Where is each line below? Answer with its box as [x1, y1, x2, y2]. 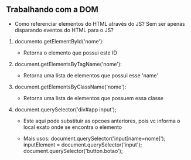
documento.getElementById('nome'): [14, 38, 104, 45]
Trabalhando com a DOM [6, 5, 98, 15]
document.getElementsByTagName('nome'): [14, 60, 122, 67]
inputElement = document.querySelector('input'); [23, 141, 142, 148]
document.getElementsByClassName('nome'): [14, 83, 127, 90]
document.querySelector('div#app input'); [14, 105, 117, 113]
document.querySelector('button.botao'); [23, 147, 123, 154]
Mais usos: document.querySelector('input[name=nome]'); [23, 135, 166, 142]
